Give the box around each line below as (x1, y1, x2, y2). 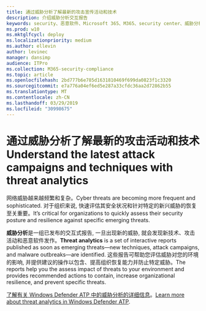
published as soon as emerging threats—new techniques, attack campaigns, (6, 244, 200, 251)
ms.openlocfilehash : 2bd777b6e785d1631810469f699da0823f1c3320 (6, 77, 172, 83)
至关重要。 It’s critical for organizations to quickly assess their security (6, 209, 183, 217)
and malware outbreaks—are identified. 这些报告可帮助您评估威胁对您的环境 (6, 251, 199, 258)
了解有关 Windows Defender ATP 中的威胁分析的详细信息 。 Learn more (6, 291, 185, 299)
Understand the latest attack (6, 148, 155, 161)
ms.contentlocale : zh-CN (6, 94, 70, 100)
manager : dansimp (6, 54, 51, 61)
